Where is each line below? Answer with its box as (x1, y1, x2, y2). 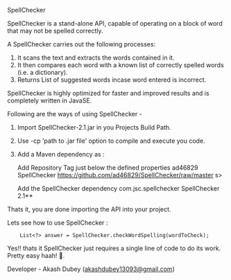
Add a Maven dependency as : (17, 150, 105, 158)
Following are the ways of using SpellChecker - (7, 110, 142, 118)
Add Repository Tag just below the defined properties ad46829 (17, 164, 198, 172)
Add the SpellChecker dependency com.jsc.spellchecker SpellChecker (17, 184, 220, 193)
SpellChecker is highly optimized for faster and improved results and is (7, 89, 209, 97)
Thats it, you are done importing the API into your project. (7, 205, 171, 213)
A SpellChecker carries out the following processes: (7, 40, 156, 48)
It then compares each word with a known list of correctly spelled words (17, 61, 224, 69)
